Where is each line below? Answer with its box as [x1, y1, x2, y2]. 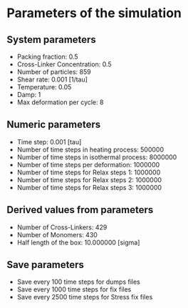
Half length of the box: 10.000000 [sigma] [16, 238, 140, 247]
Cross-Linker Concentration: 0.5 [16, 60, 112, 69]
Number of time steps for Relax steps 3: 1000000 [16, 183, 162, 192]
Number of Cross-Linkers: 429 [16, 223, 108, 232]
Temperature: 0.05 [16, 83, 72, 91]
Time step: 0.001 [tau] [16, 137, 82, 146]
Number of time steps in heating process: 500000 [16, 145, 164, 154]
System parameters [6, 34, 97, 46]
